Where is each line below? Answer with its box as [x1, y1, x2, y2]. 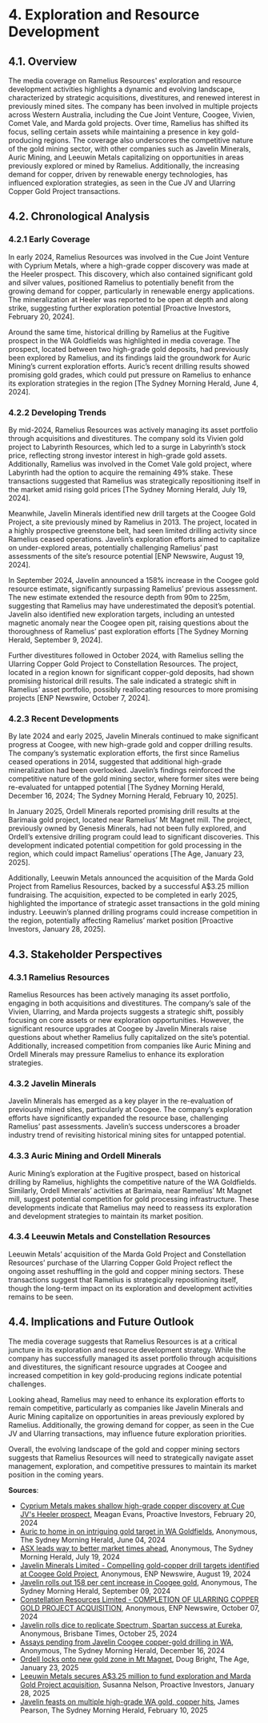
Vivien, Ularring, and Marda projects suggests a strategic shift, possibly [8, 1006, 244, 1016]
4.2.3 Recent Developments [8, 713, 119, 724]
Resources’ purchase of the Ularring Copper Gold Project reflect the [8, 1257, 233, 1268]
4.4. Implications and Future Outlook [8, 1315, 194, 1329]
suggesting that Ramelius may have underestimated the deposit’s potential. [8, 601, 256, 610]
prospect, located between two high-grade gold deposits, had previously [8, 344, 250, 354]
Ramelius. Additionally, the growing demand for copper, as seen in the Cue [8, 1420, 254, 1430]
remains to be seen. [8, 1292, 74, 1301]
